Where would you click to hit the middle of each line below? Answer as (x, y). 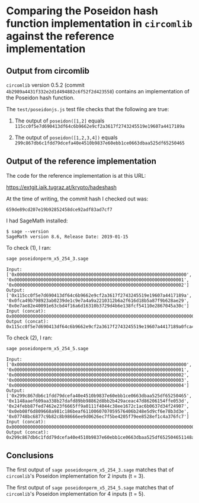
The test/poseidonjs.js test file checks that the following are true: (88, 109)
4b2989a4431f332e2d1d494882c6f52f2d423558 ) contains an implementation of (98, 91)
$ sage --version (28, 231)
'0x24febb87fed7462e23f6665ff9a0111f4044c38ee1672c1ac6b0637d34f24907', (98, 406)
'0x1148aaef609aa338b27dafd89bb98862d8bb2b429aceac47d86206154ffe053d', (98, 401)
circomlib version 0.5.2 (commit (45, 85)
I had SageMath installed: (37, 221)
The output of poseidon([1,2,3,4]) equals (66, 137)
